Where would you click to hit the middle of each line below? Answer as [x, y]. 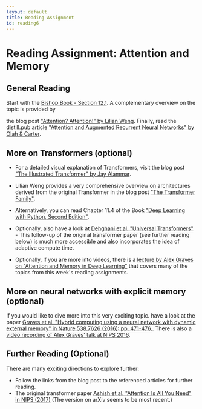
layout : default [27, 12]
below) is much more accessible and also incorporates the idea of [97, 241]
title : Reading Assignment [40, 18]
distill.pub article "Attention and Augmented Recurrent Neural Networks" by [100, 127]
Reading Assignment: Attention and [98, 53]
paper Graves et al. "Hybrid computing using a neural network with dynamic [101, 322]
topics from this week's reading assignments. [72, 273]
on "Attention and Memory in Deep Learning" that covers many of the [101, 266]
